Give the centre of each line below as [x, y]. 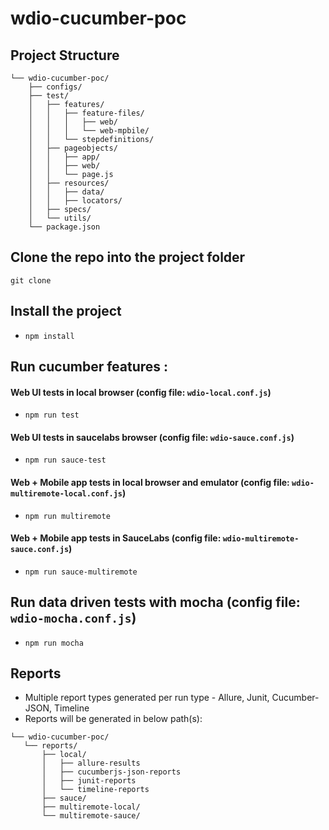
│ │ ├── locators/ [75, 201]
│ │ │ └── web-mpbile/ [89, 131]
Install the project [66, 311]
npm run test [52, 415]
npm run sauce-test [65, 460]
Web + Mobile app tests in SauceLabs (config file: [116, 538]
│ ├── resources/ [69, 183]
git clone [31, 280]
